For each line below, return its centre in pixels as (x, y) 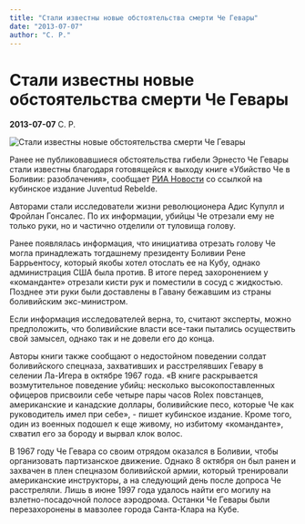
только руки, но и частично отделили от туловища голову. (123, 226)
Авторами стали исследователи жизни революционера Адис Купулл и (147, 207)
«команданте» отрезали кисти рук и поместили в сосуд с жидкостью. (147, 283)
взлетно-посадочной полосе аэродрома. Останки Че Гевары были (140, 500)
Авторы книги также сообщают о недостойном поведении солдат (138, 356)
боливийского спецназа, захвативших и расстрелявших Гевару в (137, 366)
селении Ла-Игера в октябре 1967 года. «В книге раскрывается (134, 375)
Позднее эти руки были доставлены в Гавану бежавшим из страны (140, 292)
